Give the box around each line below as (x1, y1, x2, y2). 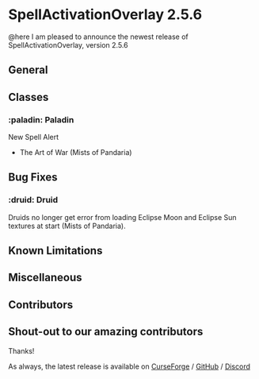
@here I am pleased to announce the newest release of (8, 32, 189, 41)
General (8, 64, 49, 77)
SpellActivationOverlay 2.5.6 (8, 6, 203, 24)
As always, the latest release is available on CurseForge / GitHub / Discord (8, 362, 251, 371)
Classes (8, 90, 49, 104)
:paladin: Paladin (8, 114, 74, 125)
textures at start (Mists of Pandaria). (8, 221, 127, 230)
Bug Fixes (8, 171, 58, 184)
